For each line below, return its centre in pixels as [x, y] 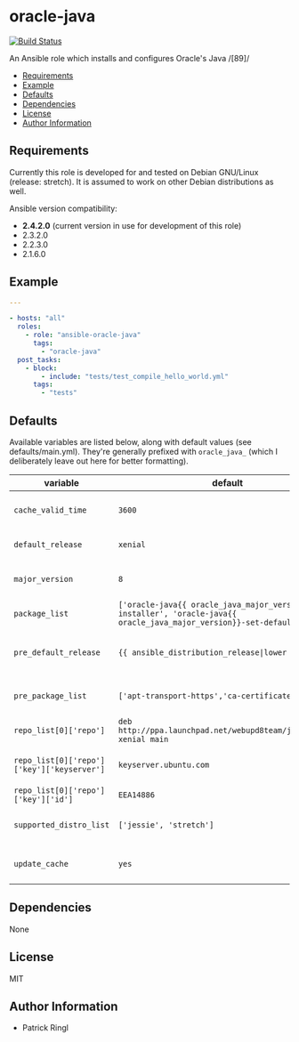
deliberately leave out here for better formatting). [99, 461]
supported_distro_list [61, 825]
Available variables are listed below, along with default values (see [130, 442]
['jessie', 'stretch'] [166, 825]
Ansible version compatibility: [63, 208]
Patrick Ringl [45, 1028]
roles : [29, 327]
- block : [41, 368]
